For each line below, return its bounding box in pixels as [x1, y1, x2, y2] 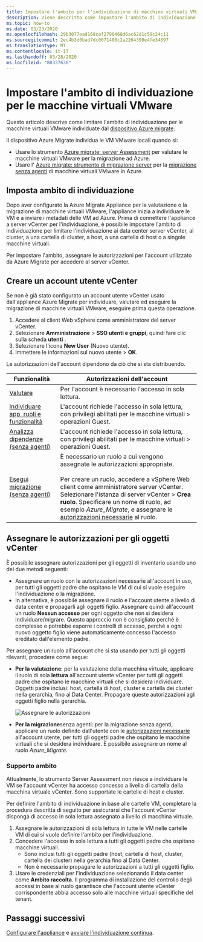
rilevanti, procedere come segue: [6, 653, 89, 660]
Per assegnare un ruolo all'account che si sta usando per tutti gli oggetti [6, 646, 185, 654]
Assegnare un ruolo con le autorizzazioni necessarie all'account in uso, [14, 577, 193, 585]
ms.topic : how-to [6, 20, 50, 26]
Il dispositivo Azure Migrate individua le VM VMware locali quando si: [6, 137, 178, 144]
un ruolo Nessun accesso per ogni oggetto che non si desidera [14, 609, 173, 617]
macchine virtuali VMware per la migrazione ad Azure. [14, 155, 150, 162]
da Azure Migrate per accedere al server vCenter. [6, 258, 130, 265]
